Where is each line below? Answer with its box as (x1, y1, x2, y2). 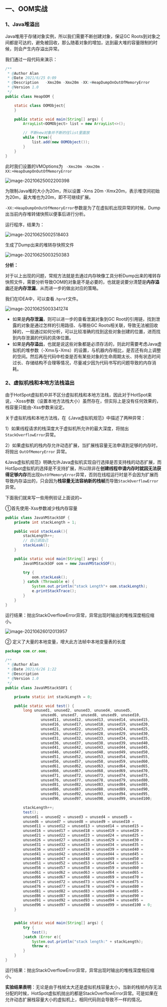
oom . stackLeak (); (31, 575, 68, 580)
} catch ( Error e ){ (23, 934, 61, 939)
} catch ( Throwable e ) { (23, 579, 75, 585)
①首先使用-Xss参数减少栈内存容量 (5, 505, 78, 511)
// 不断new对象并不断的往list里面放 (23, 130, 90, 136)
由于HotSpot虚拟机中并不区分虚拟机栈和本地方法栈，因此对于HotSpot (5, 392, 148, 398)
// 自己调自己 (23, 538, 49, 543)
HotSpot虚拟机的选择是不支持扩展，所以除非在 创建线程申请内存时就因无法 (5, 465, 157, 471)
